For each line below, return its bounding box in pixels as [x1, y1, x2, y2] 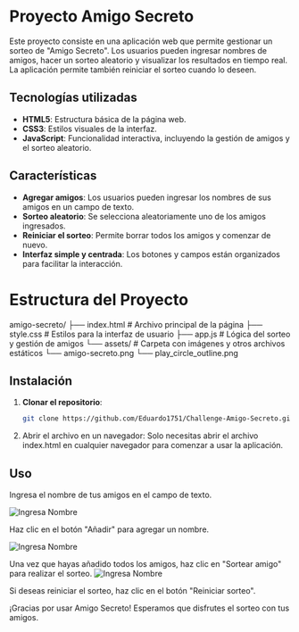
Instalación [9, 373, 73, 388]
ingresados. [21, 220, 66, 231]
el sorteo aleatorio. [21, 142, 92, 153]
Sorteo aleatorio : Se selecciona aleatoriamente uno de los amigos [21, 211, 266, 221]
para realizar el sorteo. [9, 569, 93, 578]
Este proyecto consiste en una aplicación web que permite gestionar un [9, 36, 273, 46]
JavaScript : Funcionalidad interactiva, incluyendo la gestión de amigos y [21, 132, 290, 144]
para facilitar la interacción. [21, 258, 123, 269]
